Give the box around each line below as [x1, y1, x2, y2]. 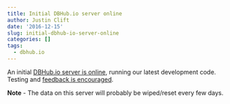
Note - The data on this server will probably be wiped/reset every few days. [7, 88, 224, 97]
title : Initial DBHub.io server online [7, 10, 123, 17]
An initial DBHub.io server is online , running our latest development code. [7, 67, 216, 76]
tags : [7, 42, 23, 49]
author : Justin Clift [7, 17, 70, 24]
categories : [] [7, 36, 51, 43]
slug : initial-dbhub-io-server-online [7, 29, 119, 37]
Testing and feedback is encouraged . [7, 75, 114, 83]
